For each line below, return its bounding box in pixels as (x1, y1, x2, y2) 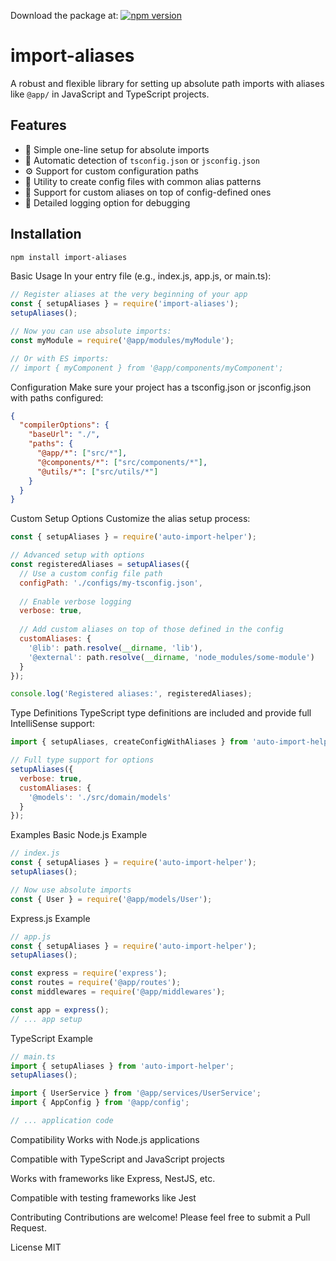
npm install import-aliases (10, 252, 128, 262)
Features (10, 117, 67, 134)
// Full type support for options (10, 755, 155, 765)
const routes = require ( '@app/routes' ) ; (10, 978, 182, 988)
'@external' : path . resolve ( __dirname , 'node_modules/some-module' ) (28, 652, 315, 662)
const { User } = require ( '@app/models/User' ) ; (10, 894, 213, 904)
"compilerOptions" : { (19, 420, 110, 430)
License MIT (10, 1241, 62, 1253)
